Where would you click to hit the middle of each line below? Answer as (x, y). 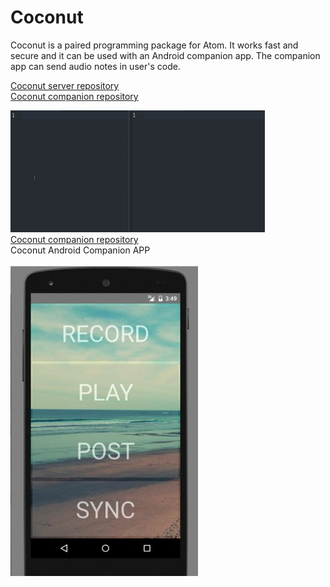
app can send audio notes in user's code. (95, 66)
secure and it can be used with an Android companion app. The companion (165, 55)
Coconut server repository (65, 85)
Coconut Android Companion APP (80, 250)
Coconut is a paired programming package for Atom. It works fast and (154, 45)
